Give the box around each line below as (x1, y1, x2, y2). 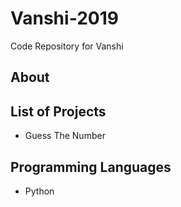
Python (24, 185, 55, 197)
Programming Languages (10, 158, 172, 176)
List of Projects (10, 103, 107, 120)
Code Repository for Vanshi (10, 40, 124, 52)
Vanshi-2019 (10, 7, 119, 30)
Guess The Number (24, 130, 106, 142)
